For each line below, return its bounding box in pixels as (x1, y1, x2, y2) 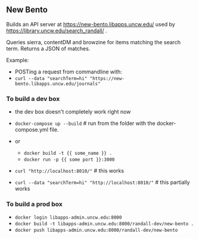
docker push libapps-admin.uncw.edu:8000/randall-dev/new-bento (14, 227, 178, 234)
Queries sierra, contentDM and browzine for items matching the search (6, 38, 181, 45)
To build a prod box (6, 200, 63, 209)
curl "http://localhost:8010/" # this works (14, 167, 124, 174)
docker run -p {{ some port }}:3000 (23, 157, 115, 163)
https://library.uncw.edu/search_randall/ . (6, 27, 107, 34)
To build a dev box (6, 94, 60, 103)
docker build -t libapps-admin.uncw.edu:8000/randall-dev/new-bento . (14, 221, 194, 227)
